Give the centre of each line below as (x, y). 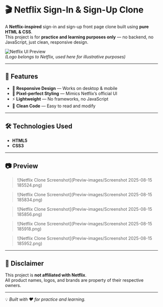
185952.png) (30, 243)
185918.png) (29, 229)
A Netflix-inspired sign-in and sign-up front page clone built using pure (77, 26)
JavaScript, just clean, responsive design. (47, 42)
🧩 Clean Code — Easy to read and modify (54, 106)
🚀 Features (22, 77)
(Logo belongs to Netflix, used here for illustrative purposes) (65, 56)
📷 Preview (22, 166)
